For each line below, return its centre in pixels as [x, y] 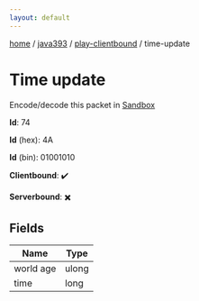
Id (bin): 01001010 [42, 157]
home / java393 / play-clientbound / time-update [100, 43]
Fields [27, 228]
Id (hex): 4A [32, 140]
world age [35, 269]
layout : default [40, 18]
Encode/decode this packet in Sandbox [82, 105]
